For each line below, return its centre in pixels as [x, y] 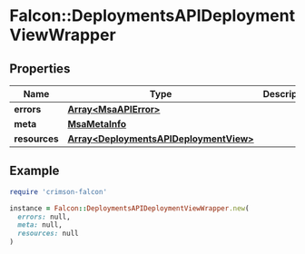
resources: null [48, 234]
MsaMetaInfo [97, 124]
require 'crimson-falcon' [58, 191]
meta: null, [40, 225]
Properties [40, 68]
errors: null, [44, 217]
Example [34, 171]
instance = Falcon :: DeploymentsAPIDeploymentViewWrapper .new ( [129, 208]
